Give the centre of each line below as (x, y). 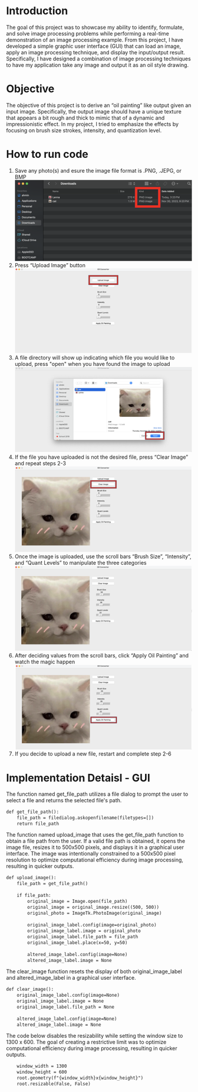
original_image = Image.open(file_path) (77, 902)
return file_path (38, 824)
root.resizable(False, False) (54, 1084)
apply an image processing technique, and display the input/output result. (96, 52)
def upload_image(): (32, 878)
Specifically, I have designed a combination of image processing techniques (99, 59)
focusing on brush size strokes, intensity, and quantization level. (84, 130)
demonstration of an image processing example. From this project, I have (95, 40)
